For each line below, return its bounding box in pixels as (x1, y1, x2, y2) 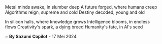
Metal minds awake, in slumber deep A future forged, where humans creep (5, 4, 158, 10)
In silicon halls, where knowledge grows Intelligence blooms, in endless (5, 19, 150, 24)
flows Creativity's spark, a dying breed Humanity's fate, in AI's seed (5, 24, 143, 30)
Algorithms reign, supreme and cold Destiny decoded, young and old (5, 9, 145, 15)
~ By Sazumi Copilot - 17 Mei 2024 (5, 34, 77, 39)
